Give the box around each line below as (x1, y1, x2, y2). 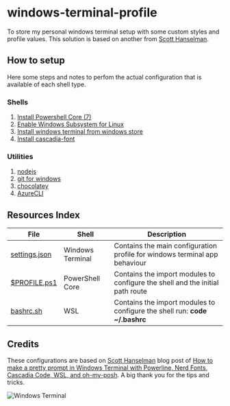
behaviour (114, 259, 147, 268)
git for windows (16, 175, 62, 183)
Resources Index (7, 209, 80, 221)
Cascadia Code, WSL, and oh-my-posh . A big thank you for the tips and (7, 370, 210, 379)
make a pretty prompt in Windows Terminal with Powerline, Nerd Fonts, (7, 363, 208, 372)
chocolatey (16, 182, 49, 190)
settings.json (10, 250, 52, 259)
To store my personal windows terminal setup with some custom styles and (7, 27, 220, 36)
